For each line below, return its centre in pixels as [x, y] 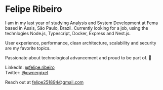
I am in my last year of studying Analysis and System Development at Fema [81, 23]
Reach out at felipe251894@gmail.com [44, 82]
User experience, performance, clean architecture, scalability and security [81, 43]
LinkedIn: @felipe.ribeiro [30, 67]
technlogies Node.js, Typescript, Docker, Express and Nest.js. [68, 33]
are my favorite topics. [28, 48]
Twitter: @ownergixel [27, 72]
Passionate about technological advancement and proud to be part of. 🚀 [78, 57]
